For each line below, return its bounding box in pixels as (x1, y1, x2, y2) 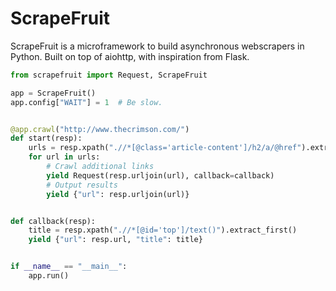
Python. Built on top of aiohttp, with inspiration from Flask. (10, 50, 250, 62)
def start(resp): (10, 133, 83, 144)
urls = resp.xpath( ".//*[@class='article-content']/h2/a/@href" (28, 143, 302, 153)
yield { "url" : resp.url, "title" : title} (28, 235, 203, 245)
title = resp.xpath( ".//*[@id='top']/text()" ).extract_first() (28, 225, 298, 236)
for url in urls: (28, 152, 101, 162)
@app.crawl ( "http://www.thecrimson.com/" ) (10, 124, 190, 134)
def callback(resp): (10, 216, 97, 226)
